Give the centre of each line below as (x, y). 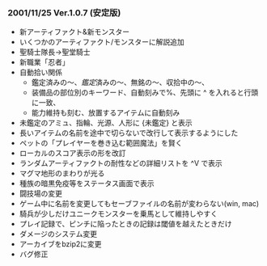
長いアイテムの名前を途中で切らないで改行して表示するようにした (129, 133)
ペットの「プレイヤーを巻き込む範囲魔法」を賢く (101, 143)
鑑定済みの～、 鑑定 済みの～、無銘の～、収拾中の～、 (120, 82)
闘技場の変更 (40, 194)
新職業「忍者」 (44, 62)
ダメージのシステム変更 (58, 234)
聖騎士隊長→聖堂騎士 (55, 52)
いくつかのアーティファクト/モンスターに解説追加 (102, 42)
